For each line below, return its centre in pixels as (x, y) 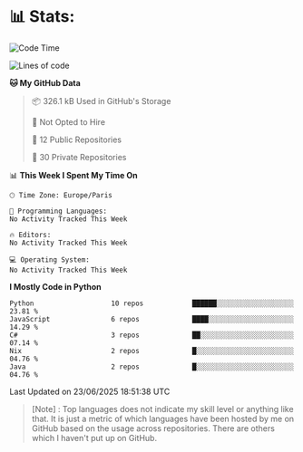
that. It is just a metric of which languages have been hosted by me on (163, 418)
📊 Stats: (42, 17)
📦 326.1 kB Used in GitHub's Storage (101, 101)
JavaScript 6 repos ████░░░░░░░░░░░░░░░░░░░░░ (152, 319)
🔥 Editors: (30, 235)
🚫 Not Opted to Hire (68, 121)
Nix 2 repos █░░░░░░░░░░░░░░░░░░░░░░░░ (152, 351)
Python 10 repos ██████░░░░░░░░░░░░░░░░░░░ (152, 303)
